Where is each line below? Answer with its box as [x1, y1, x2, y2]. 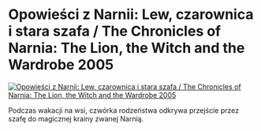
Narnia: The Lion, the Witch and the [8, 39, 245, 57]
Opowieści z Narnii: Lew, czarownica [8, 6, 254, 24]
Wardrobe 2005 [8, 56, 114, 74]
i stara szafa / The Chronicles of [8, 22, 222, 40]
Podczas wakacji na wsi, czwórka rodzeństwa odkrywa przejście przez [8, 105, 240, 115]
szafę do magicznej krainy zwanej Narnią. [8, 114, 144, 123]
